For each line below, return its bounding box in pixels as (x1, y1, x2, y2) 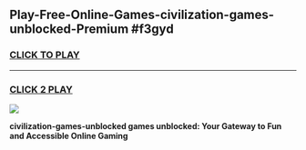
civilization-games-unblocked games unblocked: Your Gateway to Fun (9, 120, 282, 131)
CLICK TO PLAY (9, 49, 80, 62)
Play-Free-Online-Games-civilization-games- (9, 7, 275, 23)
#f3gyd (130, 22, 175, 37)
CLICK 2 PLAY (9, 83, 73, 95)
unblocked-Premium (9, 22, 129, 37)
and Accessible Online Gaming (9, 130, 128, 141)
